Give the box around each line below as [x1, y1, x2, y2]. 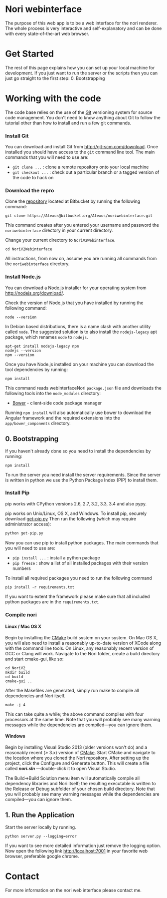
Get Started [5, 48, 54, 59]
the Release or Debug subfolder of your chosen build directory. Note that [5, 786, 156, 792]
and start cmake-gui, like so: [5, 656, 64, 662]
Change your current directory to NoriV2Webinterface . [5, 237, 116, 243]
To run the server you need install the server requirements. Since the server [5, 471, 161, 477]
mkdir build [5, 670, 30, 675]
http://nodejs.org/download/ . [5, 290, 64, 296]
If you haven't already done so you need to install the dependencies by [5, 448, 151, 454]
